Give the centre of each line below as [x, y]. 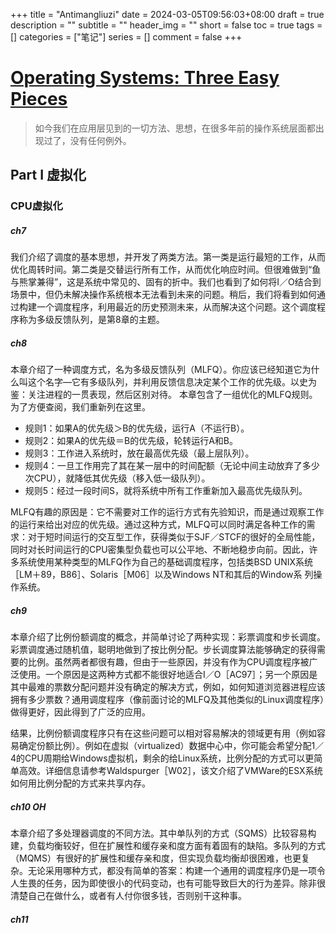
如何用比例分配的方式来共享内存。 [80, 783]
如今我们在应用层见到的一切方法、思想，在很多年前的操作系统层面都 [175, 128]
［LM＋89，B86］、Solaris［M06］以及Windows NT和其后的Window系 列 [162, 575]
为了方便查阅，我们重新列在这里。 [80, 407]
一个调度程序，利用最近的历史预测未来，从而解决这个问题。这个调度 [176, 307]
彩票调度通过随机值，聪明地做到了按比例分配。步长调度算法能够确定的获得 [163, 650]
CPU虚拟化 [36, 206]
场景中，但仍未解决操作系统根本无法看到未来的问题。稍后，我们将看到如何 [163, 295]
